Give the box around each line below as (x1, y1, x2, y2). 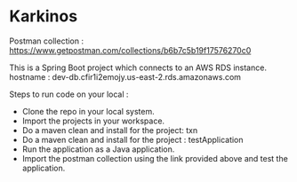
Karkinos (9, 6, 78, 27)
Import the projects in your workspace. (21, 115, 165, 126)
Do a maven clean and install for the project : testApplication (21, 134, 244, 145)
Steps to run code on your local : (9, 89, 129, 99)
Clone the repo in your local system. (21, 106, 155, 116)
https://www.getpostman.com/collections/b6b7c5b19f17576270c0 (9, 44, 252, 55)
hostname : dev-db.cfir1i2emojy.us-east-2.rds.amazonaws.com (9, 71, 242, 82)
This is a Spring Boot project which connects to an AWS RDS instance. (9, 62, 267, 73)
